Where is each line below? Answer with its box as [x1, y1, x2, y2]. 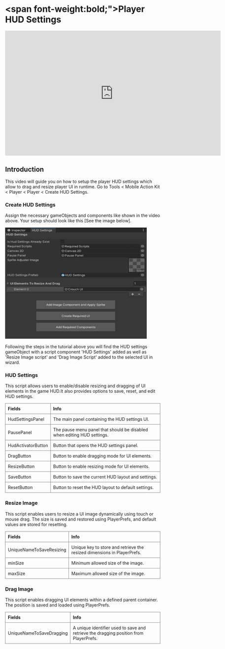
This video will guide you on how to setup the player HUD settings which [5, 178, 153, 184]
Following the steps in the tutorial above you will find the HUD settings [5, 344, 148, 350]
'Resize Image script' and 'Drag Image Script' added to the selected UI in [5, 354, 153, 360]
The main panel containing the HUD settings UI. [53, 416, 149, 422]
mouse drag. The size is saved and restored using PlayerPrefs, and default [5, 516, 157, 522]
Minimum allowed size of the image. [71, 560, 144, 566]
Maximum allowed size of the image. [71, 570, 145, 576]
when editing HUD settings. [53, 432, 109, 438]
